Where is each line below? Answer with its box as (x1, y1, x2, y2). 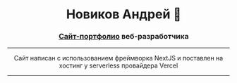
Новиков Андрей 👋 (66, 6, 182, 23)
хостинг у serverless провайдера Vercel (59, 61, 178, 70)
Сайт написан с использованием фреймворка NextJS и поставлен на (13, 54, 224, 63)
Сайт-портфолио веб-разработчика (59, 32, 189, 41)
